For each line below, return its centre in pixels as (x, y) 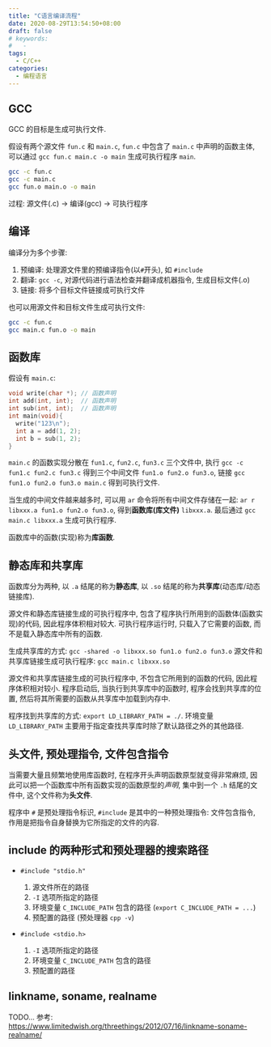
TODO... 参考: (31, 1017)
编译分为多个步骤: (38, 252)
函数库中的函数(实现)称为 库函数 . (62, 537)
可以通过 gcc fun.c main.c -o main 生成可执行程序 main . (102, 157)
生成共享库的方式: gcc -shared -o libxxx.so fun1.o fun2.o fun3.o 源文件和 (135, 651)
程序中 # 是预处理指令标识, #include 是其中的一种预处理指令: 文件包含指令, (132, 812)
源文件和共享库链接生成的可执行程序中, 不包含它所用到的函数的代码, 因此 (129, 678)
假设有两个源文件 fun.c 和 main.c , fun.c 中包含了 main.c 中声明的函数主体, (132, 146)
